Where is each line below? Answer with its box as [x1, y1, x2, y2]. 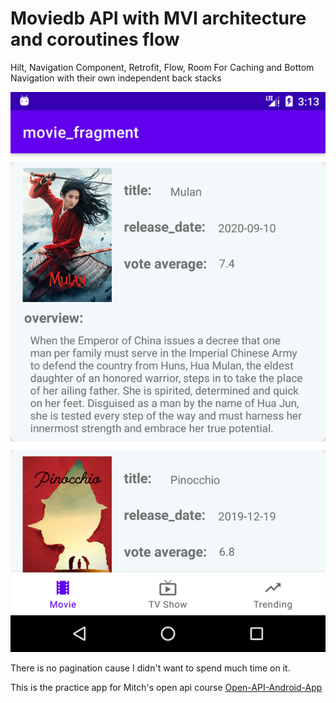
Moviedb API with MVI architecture [10, 7, 307, 30]
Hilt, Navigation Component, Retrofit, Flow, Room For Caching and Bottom [10, 61, 315, 73]
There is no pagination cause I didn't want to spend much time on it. [10, 662, 291, 674]
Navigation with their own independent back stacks [10, 72, 222, 84]
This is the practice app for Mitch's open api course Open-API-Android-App [10, 681, 323, 693]
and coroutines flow [10, 28, 180, 51]
